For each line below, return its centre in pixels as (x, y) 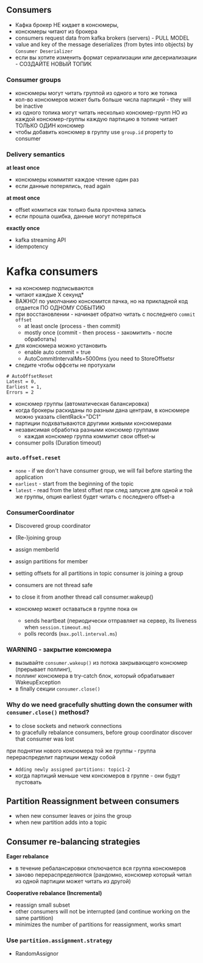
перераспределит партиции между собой (61, 757)
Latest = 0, (21, 382)
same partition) (34, 918)
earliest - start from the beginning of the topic (74, 484)
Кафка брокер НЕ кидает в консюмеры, (67, 24)
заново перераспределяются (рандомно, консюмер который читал (103, 875)
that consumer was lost (45, 739)
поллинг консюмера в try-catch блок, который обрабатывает (95, 676)
